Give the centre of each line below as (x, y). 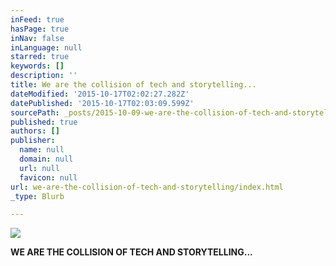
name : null (42, 150)
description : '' (44, 76)
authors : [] (35, 131)
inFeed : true (37, 19)
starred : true (40, 57)
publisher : (33, 141)
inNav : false (37, 38)
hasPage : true (40, 29)
